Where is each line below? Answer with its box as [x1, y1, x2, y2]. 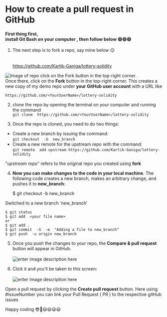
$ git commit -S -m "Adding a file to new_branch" [5, 227, 120, 232]
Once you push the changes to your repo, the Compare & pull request [12, 240, 157, 246]
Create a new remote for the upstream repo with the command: [12, 141, 143, 148]
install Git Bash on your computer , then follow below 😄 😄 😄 [5, 36, 132, 42]
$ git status [5, 210, 32, 215]
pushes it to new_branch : [12, 181, 66, 187]
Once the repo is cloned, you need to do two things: [12, 121, 120, 127]
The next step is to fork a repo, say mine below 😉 [12, 47, 115, 53]
